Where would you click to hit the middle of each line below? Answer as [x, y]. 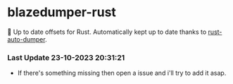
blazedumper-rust [62, 12]
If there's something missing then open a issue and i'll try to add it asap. [122, 73]
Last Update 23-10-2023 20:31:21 [66, 57]
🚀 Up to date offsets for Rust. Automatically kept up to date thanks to [107, 32]
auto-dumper [26, 39]
